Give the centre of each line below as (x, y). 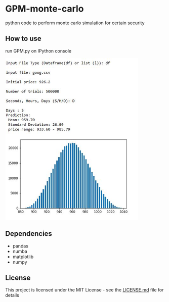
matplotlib (23, 257)
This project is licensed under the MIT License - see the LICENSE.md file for (85, 290)
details (12, 295)
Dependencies (29, 234)
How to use (23, 39)
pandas (20, 246)
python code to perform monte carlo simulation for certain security (75, 23)
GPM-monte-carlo (45, 9)
